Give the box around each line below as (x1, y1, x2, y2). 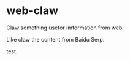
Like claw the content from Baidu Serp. (6, 36, 105, 43)
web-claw (6, 4, 58, 18)
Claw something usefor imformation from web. (6, 24, 124, 31)
